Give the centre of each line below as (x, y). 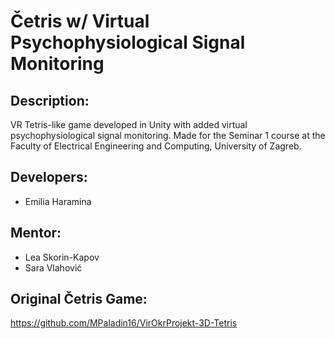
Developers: (49, 177)
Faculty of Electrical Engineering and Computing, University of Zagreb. (156, 146)
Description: (50, 100)
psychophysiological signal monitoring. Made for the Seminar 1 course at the (168, 135)
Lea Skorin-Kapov (62, 257)
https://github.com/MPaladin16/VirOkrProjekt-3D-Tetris (124, 323)
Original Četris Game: (79, 299)
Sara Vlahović (53, 267)
